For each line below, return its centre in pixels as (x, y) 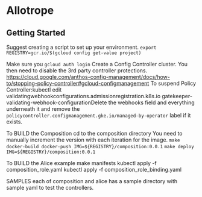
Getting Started (36, 33)
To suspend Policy (173, 83)
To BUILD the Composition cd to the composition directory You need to (94, 133)
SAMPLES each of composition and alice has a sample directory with (92, 181)
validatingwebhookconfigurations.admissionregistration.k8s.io (84, 96)
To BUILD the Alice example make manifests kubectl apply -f (81, 163)
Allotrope (30, 11)
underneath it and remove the (43, 109)
